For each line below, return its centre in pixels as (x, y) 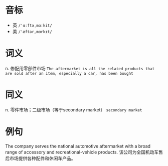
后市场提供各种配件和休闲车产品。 (40, 158)
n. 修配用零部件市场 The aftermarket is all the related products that (80, 68)
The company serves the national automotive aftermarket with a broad (78, 146)
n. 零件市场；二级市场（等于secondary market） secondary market (74, 110)
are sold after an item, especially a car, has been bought (69, 73)
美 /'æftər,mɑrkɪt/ (32, 31)
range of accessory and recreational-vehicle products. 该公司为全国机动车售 (84, 152)
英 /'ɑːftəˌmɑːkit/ (32, 25)
